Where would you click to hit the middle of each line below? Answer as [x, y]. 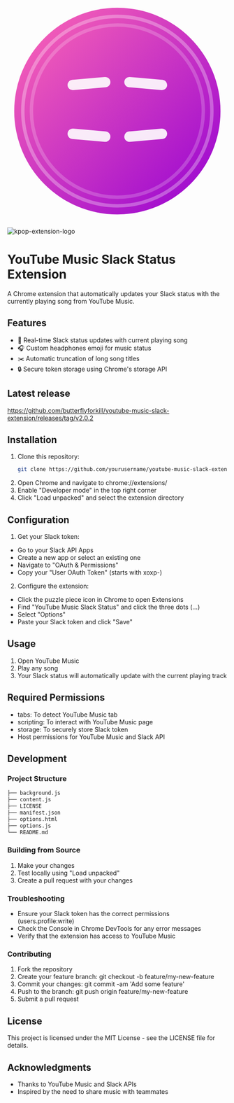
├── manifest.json [34, 813]
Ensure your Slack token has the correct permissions [93, 914]
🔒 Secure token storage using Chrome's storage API [92, 369]
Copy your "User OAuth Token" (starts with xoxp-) [90, 572]
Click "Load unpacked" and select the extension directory [101, 498]
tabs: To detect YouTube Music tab [67, 715]
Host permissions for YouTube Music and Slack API [91, 737]
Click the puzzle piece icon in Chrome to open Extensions [100, 600]
